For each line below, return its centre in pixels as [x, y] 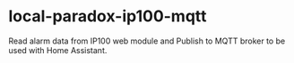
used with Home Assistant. [58, 50]
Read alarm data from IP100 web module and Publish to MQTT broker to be [147, 41]
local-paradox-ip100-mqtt [108, 16]
